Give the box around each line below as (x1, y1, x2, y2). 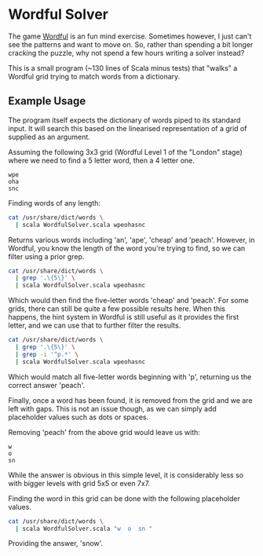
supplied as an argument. (8, 132, 90, 141)
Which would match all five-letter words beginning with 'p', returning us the (8, 371, 252, 382)
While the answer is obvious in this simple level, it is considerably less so (8, 470, 244, 480)
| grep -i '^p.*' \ (15, 350, 79, 358)
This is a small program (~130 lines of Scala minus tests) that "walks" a (8, 63, 238, 72)
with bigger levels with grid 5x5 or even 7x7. (8, 478, 151, 488)
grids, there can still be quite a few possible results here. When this (8, 304, 226, 313)
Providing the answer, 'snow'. (8, 539, 104, 548)
